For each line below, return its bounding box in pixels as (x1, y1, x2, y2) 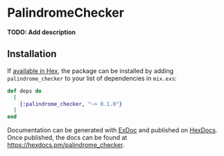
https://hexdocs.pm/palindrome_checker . (7, 141, 125, 149)
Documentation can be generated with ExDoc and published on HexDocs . (7, 126, 218, 134)
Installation (7, 48, 57, 60)
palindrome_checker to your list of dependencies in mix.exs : (7, 74, 177, 82)
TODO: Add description (7, 28, 76, 36)
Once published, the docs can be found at (7, 134, 128, 142)
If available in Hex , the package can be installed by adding (7, 66, 174, 75)
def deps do (7, 87, 42, 95)
